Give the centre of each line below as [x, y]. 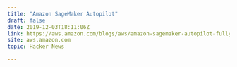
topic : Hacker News [36, 47]
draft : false [26, 20]
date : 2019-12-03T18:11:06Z [49, 27]
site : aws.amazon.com [39, 40]
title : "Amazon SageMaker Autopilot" [63, 14]
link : [15, 33]
